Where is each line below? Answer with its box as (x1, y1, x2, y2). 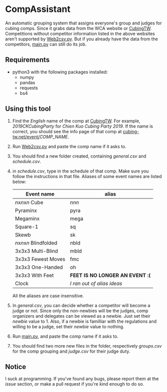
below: (12, 179, 26, 185)
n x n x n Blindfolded (14, 239, 58, 246)
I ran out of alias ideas (70, 280, 123, 287)
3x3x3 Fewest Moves (14, 255, 66, 262)
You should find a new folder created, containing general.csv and (12, 153, 147, 159)
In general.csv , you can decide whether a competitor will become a (12, 302, 151, 308)
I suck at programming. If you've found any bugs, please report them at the (5, 376, 159, 382)
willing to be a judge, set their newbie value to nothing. (12, 323, 125, 330)
